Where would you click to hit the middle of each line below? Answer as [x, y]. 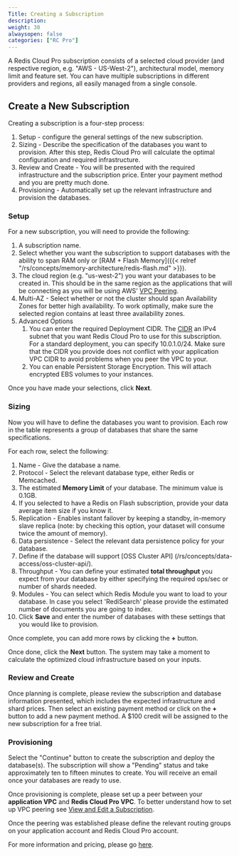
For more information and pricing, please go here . [81, 845]
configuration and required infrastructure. [79, 159]
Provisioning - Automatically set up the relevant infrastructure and [115, 190]
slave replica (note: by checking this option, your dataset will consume [122, 526]
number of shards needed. [57, 586]
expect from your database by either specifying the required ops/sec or [123, 579]
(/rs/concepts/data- [203, 556]
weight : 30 [24, 27]
